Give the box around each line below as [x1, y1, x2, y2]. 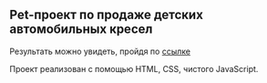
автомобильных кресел [9, 22, 153, 37]
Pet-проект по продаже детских [9, 7, 203, 23]
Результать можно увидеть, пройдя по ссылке [9, 46, 191, 57]
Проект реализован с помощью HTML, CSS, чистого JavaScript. [9, 63, 259, 74]
